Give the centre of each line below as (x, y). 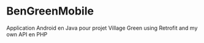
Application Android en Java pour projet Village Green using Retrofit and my (102, 28)
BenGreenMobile (50, 11)
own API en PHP (27, 34)
